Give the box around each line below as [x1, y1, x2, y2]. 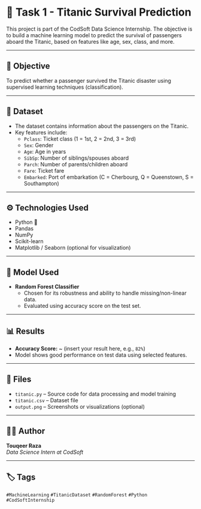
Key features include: [14, 128, 68, 136]
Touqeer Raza [6, 442, 42, 449]
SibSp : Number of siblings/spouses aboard [23, 154, 129, 161]
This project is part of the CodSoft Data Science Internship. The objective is [6, 25, 193, 32]
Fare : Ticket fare [23, 167, 65, 174]
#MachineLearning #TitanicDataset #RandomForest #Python [6, 492, 148, 498]
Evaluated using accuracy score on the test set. [23, 303, 142, 310]
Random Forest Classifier [14, 283, 80, 291]
